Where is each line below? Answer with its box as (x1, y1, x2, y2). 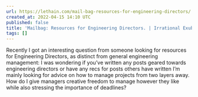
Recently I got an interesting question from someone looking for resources (6, 46, 187, 53)
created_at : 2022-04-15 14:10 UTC (6, 14, 91, 20)
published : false (6, 19, 49, 25)
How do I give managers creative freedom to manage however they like (6, 78, 180, 85)
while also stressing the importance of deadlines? (6, 84, 127, 91)
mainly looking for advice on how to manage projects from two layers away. (6, 72, 190, 79)
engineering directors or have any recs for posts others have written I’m (6, 65, 180, 72)
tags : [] (6, 31, 28, 36)
